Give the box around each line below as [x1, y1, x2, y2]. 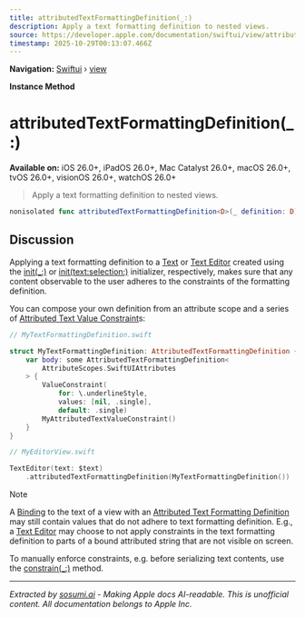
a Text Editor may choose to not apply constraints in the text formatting [9, 526, 275, 536]
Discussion [9, 233, 74, 248]
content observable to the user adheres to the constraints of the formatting [9, 275, 290, 286]
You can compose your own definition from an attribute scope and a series [9, 303, 290, 314]
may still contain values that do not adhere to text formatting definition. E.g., [9, 516, 293, 527]
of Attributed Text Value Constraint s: [9, 313, 146, 324]
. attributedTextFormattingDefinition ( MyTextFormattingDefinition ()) [25, 473, 290, 482]
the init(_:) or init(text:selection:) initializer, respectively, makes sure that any [9, 265, 293, 277]
